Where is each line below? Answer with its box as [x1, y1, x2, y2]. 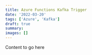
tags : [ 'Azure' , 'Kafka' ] [5, 16, 60, 21]
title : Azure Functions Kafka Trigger [5, 7, 87, 12]
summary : [5, 26, 24, 31]
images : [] [5, 30, 28, 35]
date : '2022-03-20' [5, 12, 47, 17]
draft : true [5, 21, 30, 26]
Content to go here [5, 44, 44, 50]
